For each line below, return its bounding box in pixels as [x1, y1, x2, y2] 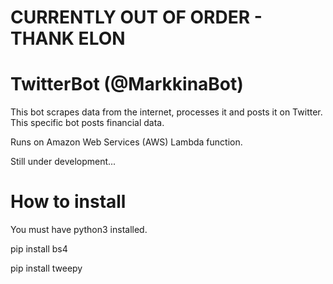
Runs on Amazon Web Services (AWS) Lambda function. [10, 136, 243, 148]
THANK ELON [10, 27, 126, 50]
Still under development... [10, 156, 117, 168]
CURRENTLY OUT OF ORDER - [10, 6, 263, 29]
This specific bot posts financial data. [10, 117, 165, 129]
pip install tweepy [10, 262, 83, 275]
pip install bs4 [10, 243, 68, 255]
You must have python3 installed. [10, 224, 148, 236]
